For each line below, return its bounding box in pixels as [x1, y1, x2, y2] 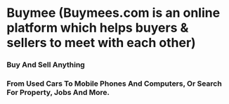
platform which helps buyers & [6, 20, 189, 36]
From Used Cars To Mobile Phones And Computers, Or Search [6, 79, 222, 89]
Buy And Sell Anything [6, 60, 85, 70]
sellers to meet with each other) [6, 35, 196, 51]
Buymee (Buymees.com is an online [6, 5, 221, 21]
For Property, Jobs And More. [6, 88, 110, 98]
